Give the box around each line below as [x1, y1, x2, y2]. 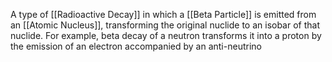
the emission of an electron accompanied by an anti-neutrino [10, 40, 262, 52]
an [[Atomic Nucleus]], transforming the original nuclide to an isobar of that [10, 19, 321, 31]
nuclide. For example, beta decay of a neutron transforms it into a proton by [10, 30, 322, 41]
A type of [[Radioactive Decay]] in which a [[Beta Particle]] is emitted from [10, 9, 317, 20]
